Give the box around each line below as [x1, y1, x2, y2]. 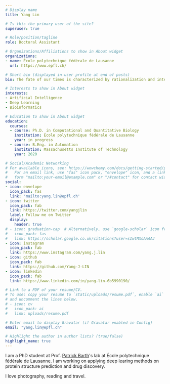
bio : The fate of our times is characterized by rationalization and [5, 77, 155, 82]
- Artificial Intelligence [5, 96, 62, 101]
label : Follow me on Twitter [10, 212, 71, 218]
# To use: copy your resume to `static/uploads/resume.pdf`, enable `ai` [5, 292, 164, 297]
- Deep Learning [5, 100, 39, 105]
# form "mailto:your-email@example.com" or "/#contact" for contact [5, 175, 157, 180]
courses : [10, 123, 28, 129]
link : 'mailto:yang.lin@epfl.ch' [10, 193, 80, 199]
